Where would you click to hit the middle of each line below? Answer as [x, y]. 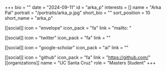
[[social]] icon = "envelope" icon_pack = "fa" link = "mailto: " [68, 28]
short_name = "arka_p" [29, 18]
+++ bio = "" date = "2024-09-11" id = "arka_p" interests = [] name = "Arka [83, 7]
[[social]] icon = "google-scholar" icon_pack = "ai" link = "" [67, 47]
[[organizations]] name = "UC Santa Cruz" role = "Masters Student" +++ [80, 63]
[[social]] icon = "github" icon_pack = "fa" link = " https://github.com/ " [78, 57]
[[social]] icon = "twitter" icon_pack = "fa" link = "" [58, 38]
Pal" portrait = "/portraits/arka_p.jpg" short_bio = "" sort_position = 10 [77, 13]
